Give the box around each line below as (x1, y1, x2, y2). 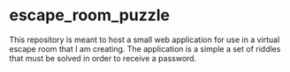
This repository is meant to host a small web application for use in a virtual (9, 34, 280, 45)
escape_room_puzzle (9, 5, 171, 25)
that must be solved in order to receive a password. (9, 53, 197, 63)
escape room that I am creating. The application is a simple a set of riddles (9, 43, 281, 54)
